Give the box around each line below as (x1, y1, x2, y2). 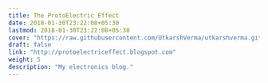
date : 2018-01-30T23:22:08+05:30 (8, 19, 120, 27)
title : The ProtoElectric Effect (8, 11, 120, 20)
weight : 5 (8, 56, 41, 64)
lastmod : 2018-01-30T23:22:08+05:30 (8, 26, 130, 34)
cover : (8, 33, 30, 42)
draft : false (8, 41, 52, 49)
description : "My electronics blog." (8, 63, 134, 71)
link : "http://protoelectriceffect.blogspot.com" (8, 48, 177, 56)
